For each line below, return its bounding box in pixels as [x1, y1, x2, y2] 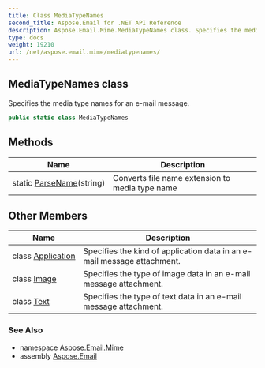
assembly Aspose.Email [19, 351, 97, 360]
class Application [12, 250, 77, 261]
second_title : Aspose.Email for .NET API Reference [8, 19, 181, 27]
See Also [8, 325, 43, 336]
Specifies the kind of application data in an [83, 246, 241, 257]
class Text [12, 296, 50, 307]
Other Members [8, 208, 88, 222]
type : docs [8, 33, 44, 42]
